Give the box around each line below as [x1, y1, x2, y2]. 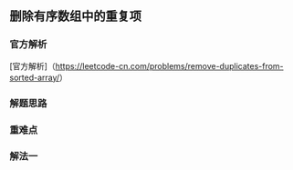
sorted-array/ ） [9, 72, 68, 83]
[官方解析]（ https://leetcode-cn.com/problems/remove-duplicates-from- [9, 60, 285, 71]
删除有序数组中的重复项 [9, 8, 141, 25]
